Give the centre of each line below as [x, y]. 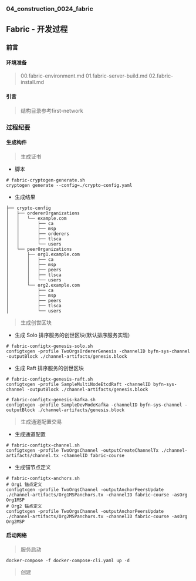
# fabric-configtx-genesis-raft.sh [50, 379]
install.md [32, 82]
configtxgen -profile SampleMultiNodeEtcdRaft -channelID [78, 384]
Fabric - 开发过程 [37, 29]
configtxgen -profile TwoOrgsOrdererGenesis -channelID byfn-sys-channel [98, 351]
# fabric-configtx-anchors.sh [43, 478]
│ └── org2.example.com [43, 285]
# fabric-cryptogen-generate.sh [45, 180]
